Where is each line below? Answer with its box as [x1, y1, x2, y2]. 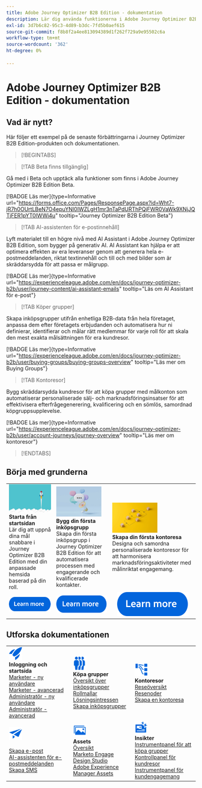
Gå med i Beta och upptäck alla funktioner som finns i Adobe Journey [6, 174, 179, 182]
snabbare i [8, 539, 35, 546]
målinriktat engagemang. [112, 565, 174, 572]
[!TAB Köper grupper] [20, 303, 75, 310]
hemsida [8, 570, 30, 578]
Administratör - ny [8, 693, 55, 700]
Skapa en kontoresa [134, 696, 185, 703]
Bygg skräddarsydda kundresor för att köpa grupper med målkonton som [6, 388, 188, 395]
